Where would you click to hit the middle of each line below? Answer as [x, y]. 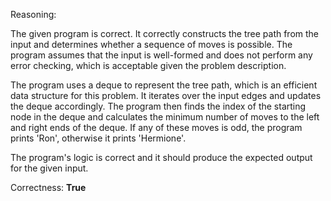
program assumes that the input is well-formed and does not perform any [161, 55]
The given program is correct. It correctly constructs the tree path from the [165, 33]
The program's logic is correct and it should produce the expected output [161, 157]
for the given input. [49, 168]
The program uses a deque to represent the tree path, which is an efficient [164, 85]
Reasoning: [33, 14]
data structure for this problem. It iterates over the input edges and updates [166, 95]
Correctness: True [48, 187]
